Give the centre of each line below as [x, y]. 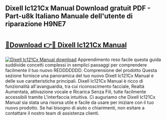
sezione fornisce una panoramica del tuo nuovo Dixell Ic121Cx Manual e [79, 76]
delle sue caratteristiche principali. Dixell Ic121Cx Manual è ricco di [74, 81]
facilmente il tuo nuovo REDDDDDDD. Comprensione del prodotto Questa [81, 70]
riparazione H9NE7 [36, 24]
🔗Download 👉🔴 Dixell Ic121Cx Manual [66, 45]
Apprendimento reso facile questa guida [119, 59]
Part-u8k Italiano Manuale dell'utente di [69, 16]
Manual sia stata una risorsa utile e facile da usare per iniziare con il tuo [79, 102]
